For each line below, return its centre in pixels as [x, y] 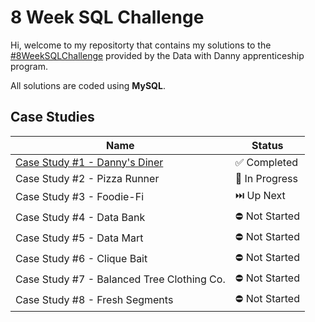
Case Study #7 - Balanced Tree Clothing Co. [120, 279]
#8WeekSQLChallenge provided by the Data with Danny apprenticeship [157, 55]
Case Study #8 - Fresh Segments [94, 300]
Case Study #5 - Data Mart [79, 238]
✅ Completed [266, 162]
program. [29, 66]
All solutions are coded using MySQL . [88, 85]
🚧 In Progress [266, 178]
